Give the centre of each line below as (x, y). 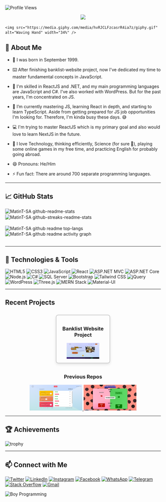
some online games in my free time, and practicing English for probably (85, 149)
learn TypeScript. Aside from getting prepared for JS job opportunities (84, 112)
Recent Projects (30, 302)
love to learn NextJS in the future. (46, 134)
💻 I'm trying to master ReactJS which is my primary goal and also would (86, 127)
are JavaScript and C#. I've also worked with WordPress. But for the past (86, 91)
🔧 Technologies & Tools (42, 260)
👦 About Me (23, 48)
